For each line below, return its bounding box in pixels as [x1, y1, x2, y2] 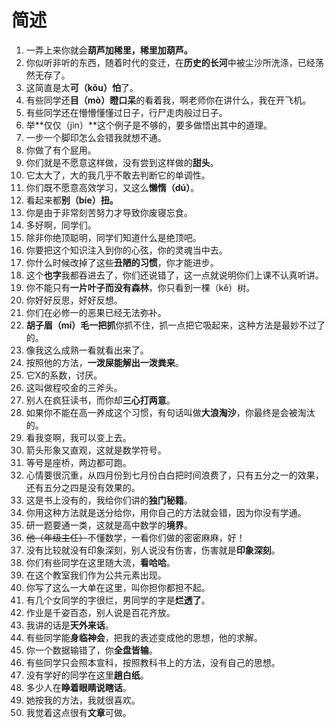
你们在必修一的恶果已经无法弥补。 [25, 306, 167, 318]
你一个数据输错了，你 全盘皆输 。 [25, 644, 158, 656]
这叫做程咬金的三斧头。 [25, 381, 123, 393]
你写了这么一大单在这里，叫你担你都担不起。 [25, 581, 211, 593]
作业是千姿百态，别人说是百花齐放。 [25, 606, 176, 618]
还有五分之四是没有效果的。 [25, 481, 141, 493]
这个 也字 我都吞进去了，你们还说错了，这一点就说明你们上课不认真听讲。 [25, 269, 324, 281]
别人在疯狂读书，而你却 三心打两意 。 [25, 394, 176, 406]
